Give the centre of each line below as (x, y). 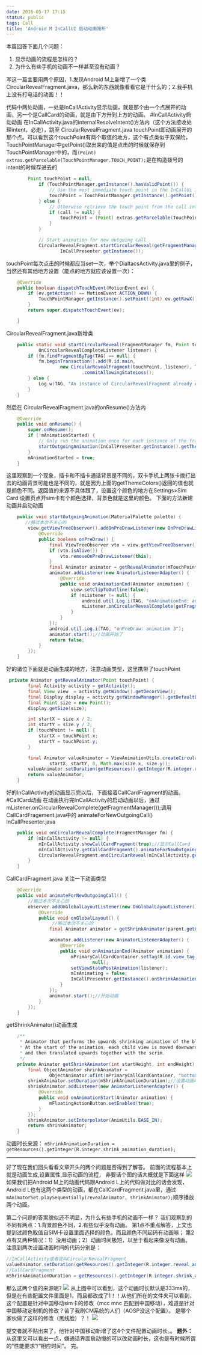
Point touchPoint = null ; (60, 179)
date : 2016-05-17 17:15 (36, 12)
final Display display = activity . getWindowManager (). (98, 697)
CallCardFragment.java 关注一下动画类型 (57, 879)
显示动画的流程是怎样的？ (47, 59)
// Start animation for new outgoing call (92, 240)
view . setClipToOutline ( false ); (110, 590)
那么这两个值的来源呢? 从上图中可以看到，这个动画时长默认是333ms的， (100, 1288)
